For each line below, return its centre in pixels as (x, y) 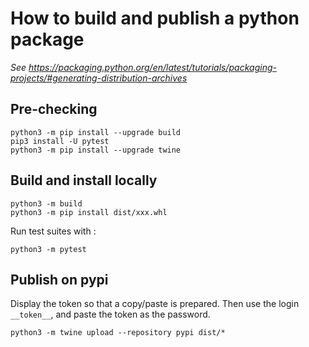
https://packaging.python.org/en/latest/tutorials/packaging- (152, 67)
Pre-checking (54, 109)
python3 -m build (46, 203)
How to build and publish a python (155, 18)
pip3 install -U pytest (60, 141)
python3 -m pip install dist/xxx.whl (89, 212)
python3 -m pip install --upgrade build (96, 132)
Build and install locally (84, 180)
